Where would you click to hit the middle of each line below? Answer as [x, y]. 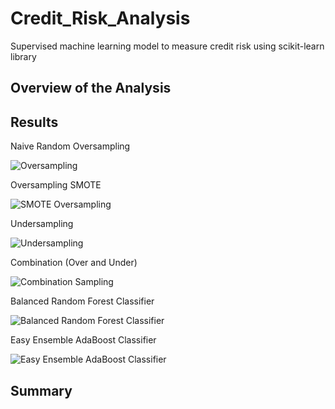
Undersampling [42, 224]
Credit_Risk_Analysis [100, 18]
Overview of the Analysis [91, 88]
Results [34, 122]
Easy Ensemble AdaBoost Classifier [83, 340]
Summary [41, 390]
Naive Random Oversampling [70, 146]
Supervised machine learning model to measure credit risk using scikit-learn [167, 46]
